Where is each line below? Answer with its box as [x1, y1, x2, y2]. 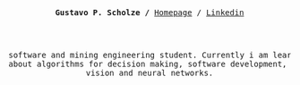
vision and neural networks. [85, 68, 214, 78]
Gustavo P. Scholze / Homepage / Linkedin [55, 8, 244, 17]
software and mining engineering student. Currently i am [8, 50, 269, 60]
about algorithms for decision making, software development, [8, 59, 287, 69]
